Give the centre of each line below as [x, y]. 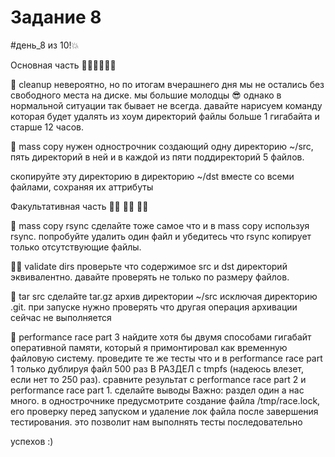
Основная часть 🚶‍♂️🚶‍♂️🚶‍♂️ [63, 65]
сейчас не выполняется [61, 317]
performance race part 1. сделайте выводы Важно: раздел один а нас [157, 390]
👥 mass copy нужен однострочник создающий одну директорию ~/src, [162, 146]
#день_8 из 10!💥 [45, 45]
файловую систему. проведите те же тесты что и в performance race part [166, 358]
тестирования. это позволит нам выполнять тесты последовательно [156, 422]
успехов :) [32, 441]
